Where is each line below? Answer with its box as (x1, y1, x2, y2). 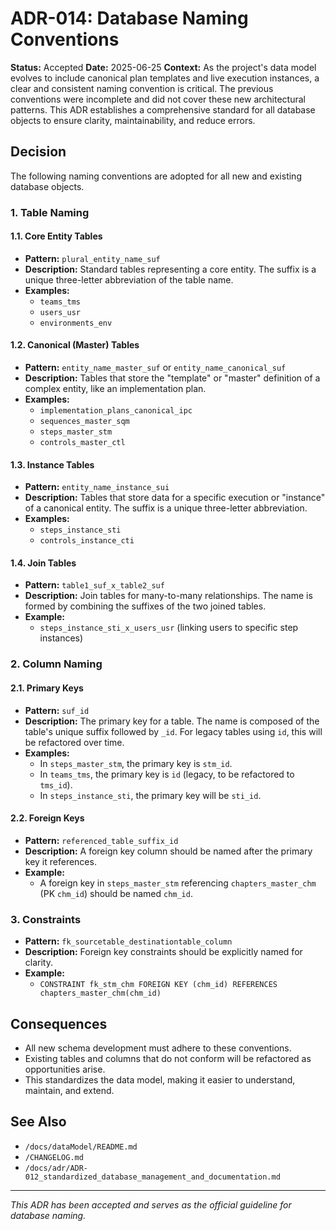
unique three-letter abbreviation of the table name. (24, 273, 234, 286)
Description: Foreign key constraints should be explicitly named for (24, 946, 303, 958)
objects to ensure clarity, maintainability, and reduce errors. (10, 114, 256, 126)
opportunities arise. (24, 1063, 106, 1075)
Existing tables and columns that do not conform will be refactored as (24, 1052, 312, 1064)
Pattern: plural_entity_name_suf (24, 252, 161, 264)
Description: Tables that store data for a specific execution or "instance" (24, 492, 326, 504)
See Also (10, 1113, 67, 1131)
